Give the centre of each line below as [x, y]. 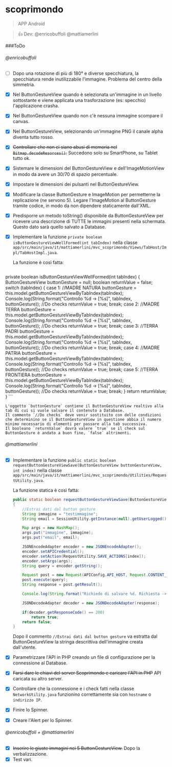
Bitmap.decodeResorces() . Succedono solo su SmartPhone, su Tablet [85, 153]
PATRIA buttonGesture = [31, 353]
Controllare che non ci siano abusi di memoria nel [65, 147]
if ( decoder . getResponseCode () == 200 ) [63, 612]
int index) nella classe [37, 471]
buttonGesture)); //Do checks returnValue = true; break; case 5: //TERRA [82, 369]
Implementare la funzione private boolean [57, 236]
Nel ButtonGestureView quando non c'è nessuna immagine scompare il [88, 116]
